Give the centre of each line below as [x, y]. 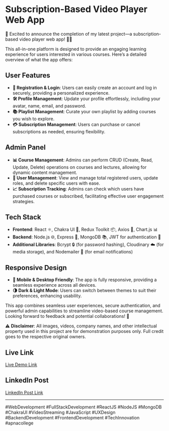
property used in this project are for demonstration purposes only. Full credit [84, 331]
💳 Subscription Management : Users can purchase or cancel [76, 124]
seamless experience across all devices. [54, 285]
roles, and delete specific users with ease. [56, 183]
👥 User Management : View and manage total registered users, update [85, 178]
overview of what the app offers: [39, 59]
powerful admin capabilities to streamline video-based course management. [84, 311]
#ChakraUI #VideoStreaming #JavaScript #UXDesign [60, 412]
